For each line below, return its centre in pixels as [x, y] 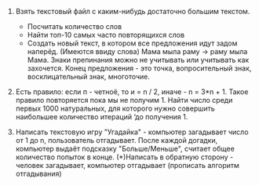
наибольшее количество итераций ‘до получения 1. [102, 117]
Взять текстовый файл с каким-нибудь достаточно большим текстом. [133, 11]
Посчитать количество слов [75, 26]
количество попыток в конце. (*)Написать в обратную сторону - [124, 157]
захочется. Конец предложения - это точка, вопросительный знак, [139, 68]
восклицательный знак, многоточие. [89, 77]
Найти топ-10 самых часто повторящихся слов [106, 35]
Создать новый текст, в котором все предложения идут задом [132, 43]
